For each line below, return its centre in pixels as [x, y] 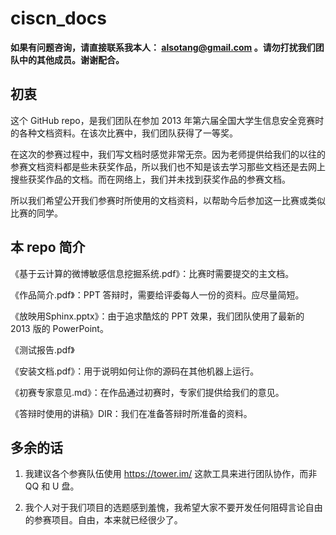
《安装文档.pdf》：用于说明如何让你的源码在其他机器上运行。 [135, 371]
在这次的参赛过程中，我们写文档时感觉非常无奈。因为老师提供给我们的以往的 [168, 154]
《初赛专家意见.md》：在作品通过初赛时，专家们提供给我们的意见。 [147, 392]
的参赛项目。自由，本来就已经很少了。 [103, 520]
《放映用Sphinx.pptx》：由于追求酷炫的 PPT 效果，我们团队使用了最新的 [157, 316]
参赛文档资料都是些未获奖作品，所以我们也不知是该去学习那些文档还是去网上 [168, 166]
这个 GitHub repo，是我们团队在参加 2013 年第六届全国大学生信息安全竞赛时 [167, 120]
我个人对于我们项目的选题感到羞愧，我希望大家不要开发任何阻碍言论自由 [173, 508]
